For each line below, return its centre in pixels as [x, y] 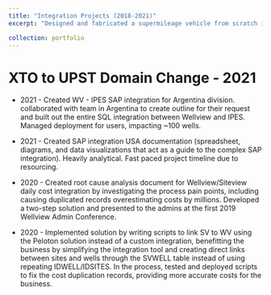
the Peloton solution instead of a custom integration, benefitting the [132, 241]
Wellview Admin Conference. [68, 217]
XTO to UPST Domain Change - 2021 [132, 78]
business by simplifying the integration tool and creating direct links [132, 250]
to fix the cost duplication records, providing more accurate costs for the [141, 276]
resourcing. [39, 167]
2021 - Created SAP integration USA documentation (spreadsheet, [130, 141]
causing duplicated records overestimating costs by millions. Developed [140, 200]
